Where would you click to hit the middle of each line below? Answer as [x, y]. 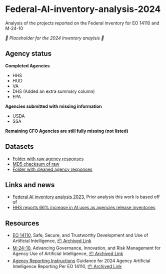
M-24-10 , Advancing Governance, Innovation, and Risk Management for [86, 248]
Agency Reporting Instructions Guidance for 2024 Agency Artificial [81, 261]
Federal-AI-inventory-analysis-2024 [83, 9]
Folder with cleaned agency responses [52, 169]
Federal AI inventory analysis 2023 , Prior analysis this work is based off [86, 197]
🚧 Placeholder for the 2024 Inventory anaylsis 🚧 [54, 38]
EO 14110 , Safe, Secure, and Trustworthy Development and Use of [80, 235]
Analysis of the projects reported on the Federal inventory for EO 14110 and [82, 23]
